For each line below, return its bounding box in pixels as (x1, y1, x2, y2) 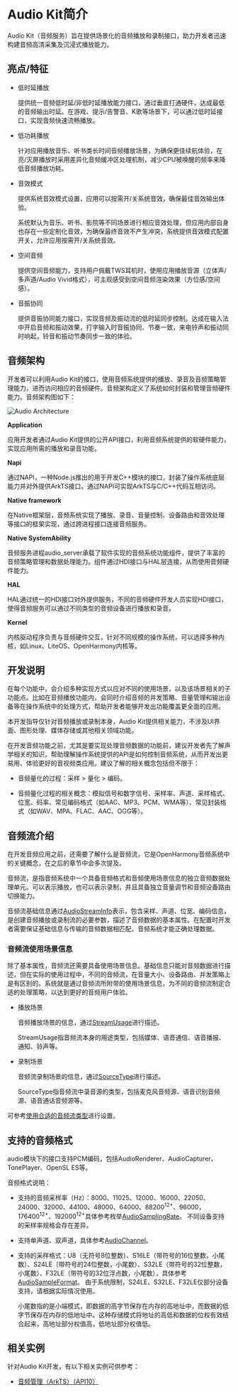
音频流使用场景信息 (7, 944, 73, 954)
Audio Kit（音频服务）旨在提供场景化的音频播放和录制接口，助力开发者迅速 (7, 31, 227, 40)
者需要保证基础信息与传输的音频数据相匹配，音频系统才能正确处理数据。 (7, 925, 218, 933)
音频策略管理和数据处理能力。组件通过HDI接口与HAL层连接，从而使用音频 (7, 557, 223, 565)
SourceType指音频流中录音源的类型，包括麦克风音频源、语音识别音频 (17, 1087, 221, 1096)
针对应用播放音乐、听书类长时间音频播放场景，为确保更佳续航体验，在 (17, 146, 223, 155)
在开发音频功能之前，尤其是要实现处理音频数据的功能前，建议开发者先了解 (7, 741, 225, 750)
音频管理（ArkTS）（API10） (17, 1377, 99, 1386)
